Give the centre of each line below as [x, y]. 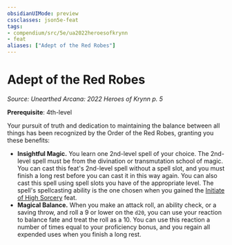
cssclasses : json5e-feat [43, 20]
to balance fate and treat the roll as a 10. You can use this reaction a [114, 219]
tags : [15, 26]
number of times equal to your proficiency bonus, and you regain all [114, 227]
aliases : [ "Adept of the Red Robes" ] [61, 46]
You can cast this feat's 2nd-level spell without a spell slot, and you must [121, 168]
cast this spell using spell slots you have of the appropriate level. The [115, 183]
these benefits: [29, 140]
